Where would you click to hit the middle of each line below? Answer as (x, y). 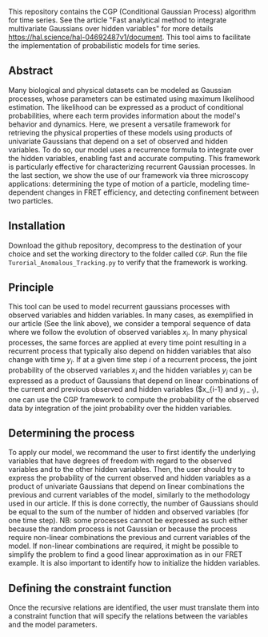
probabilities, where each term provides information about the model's (124, 115)
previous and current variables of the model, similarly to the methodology (129, 495)
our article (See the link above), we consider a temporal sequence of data (130, 324)
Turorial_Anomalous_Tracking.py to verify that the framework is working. (128, 262)
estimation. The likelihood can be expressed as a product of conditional (126, 107)
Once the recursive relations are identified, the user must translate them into (134, 607)
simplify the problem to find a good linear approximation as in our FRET (126, 554)
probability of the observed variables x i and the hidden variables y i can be (130, 371)
